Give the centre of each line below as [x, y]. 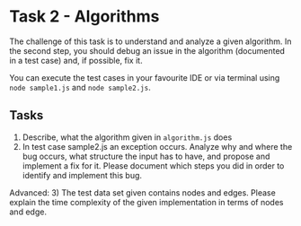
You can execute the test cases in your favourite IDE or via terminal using [145, 77]
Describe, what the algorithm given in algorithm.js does [127, 137]
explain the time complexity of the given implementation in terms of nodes [146, 202]
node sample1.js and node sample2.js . [80, 87]
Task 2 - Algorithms [84, 17]
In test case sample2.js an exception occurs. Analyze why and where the [157, 146]
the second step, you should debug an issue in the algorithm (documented [147, 50]
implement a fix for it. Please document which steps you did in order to [153, 165]
